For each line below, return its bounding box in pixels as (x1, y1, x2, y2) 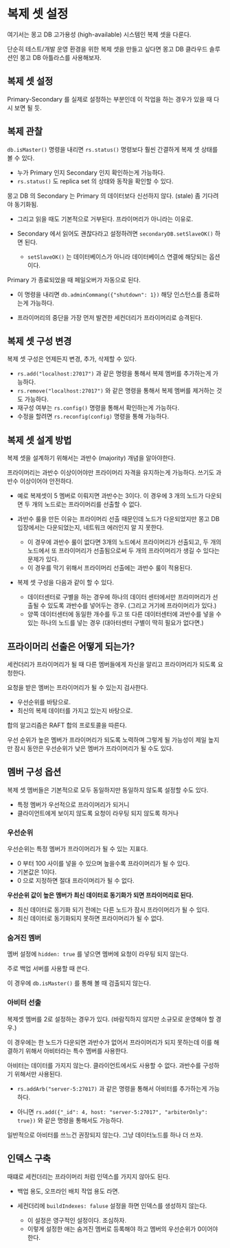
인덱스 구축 (7, 1153, 51, 1164)
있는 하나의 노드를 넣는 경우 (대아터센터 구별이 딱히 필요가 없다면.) (27, 619, 204, 627)
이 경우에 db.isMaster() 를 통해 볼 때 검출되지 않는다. (7, 979, 151, 987)
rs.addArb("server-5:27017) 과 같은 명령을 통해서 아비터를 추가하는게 (16, 1084, 207, 1092)
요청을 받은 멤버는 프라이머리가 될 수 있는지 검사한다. (7, 684, 148, 691)
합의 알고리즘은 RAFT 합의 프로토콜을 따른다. (7, 721, 127, 729)
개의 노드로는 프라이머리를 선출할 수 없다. (32, 500, 142, 509)
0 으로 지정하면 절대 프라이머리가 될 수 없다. (16, 877, 135, 885)
